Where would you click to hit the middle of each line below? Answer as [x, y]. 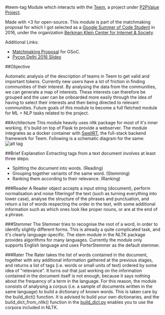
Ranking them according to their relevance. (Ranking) [66, 179]
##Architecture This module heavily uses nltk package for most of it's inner [82, 123]
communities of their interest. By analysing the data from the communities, [81, 87]
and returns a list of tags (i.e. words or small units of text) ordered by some [81, 265]
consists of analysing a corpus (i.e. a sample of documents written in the [79, 286]
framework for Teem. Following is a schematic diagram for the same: [75, 138]
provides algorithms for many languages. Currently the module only [74, 240]
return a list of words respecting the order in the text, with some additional [81, 204]
